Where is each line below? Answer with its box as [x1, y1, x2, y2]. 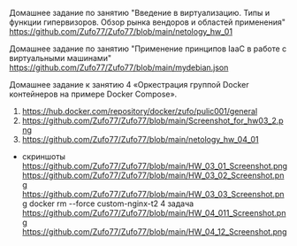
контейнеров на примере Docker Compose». [9, 88, 178, 99]
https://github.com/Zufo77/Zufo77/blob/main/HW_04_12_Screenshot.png [21, 227, 287, 237]
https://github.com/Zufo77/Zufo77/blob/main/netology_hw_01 [9, 27, 232, 36]
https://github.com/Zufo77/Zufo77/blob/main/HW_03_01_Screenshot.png [21, 161, 288, 171]
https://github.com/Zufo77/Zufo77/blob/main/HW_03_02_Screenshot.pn [21, 170, 285, 181]
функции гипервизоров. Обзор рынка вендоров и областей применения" [9, 17, 286, 27]
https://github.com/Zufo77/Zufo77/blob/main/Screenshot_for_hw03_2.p [21, 115, 285, 126]
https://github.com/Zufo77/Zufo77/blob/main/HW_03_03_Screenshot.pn [21, 189, 285, 199]
